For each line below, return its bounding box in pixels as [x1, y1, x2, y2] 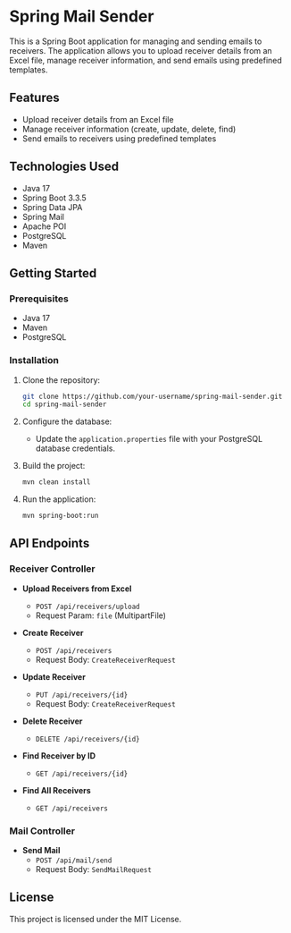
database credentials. [35, 443, 116, 454]
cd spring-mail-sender [21, 400, 107, 409]
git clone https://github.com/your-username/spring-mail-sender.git [21, 392, 283, 401]
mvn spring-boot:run [21, 512, 99, 521]
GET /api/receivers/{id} [35, 769, 129, 778]
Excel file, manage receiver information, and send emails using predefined [9, 55, 283, 65]
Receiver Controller [9, 563, 96, 575]
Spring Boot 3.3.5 [21, 192, 87, 203]
